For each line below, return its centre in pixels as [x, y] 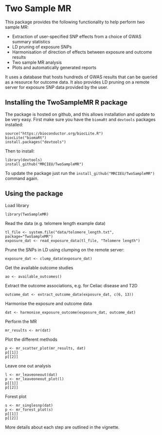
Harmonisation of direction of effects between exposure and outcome [82, 52]
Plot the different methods [31, 339]
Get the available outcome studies [39, 267]
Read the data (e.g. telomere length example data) [55, 223]
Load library [17, 205]
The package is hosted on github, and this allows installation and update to [80, 114]
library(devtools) [24, 160]
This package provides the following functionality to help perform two [75, 22]
